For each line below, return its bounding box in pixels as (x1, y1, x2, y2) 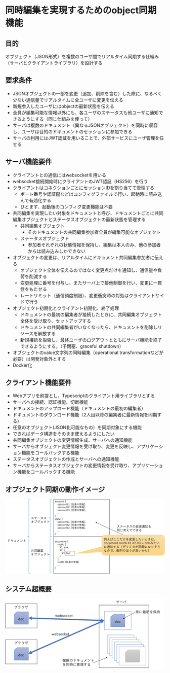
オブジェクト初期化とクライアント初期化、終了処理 (12, 305, 119, 311)
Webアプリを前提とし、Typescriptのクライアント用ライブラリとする (12, 393, 155, 399)
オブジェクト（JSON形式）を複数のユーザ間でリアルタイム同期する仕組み (5, 54, 159, 59)
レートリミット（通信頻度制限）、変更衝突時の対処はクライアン (20, 292, 151, 298)
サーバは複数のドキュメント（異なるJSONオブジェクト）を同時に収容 (12, 122, 158, 128)
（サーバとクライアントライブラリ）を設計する (5, 60, 103, 66)
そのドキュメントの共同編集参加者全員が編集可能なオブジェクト (27, 229, 161, 235)
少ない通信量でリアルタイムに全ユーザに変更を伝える (12, 97, 123, 103)
